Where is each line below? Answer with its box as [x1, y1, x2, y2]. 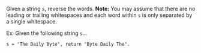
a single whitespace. [6, 18, 57, 25]
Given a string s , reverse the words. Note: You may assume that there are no [6, 5, 196, 12]
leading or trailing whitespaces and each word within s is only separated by [6, 11, 193, 19]
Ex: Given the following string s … [6, 30, 88, 37]
